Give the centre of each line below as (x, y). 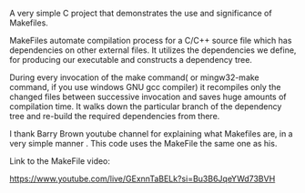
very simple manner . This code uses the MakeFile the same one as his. (143, 143)
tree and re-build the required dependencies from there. (115, 116)
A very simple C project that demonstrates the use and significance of (141, 13)
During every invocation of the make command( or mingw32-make (134, 77)
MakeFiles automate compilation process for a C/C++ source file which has (151, 41)
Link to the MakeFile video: (60, 161)
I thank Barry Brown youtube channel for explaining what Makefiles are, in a (151, 134)
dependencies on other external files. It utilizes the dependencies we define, (153, 50)
